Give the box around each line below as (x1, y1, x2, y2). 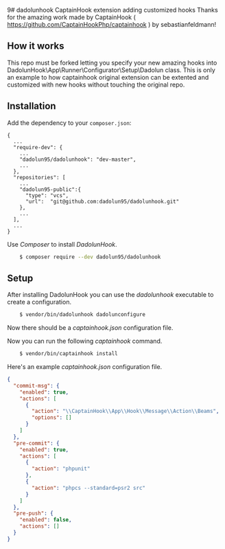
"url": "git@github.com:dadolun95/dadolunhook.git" (25, 198, 180, 205)
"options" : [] (32, 414, 72, 421)
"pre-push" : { (13, 510, 54, 517)
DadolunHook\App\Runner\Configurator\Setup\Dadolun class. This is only (7, 65, 216, 74)
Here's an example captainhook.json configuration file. (7, 363, 163, 371)
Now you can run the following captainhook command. (7, 337, 163, 346)
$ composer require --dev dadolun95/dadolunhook (19, 254, 161, 260)
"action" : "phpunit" (32, 465, 91, 473)
